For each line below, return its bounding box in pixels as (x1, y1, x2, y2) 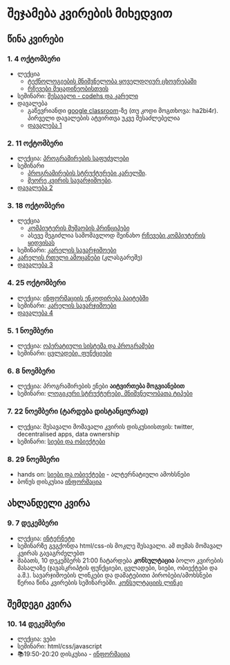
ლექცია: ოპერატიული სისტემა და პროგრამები (17, 342, 155, 350)
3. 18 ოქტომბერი (7, 201, 65, 211)
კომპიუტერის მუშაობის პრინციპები (27, 224, 130, 232)
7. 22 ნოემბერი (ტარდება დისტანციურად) (7, 407, 148, 416)
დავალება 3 (17, 260, 53, 269)
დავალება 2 (17, 184, 53, 192)
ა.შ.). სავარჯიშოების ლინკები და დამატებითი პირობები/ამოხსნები (17, 571, 213, 579)
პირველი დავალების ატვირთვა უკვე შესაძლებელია (27, 114, 180, 122)
